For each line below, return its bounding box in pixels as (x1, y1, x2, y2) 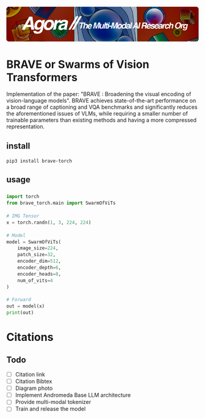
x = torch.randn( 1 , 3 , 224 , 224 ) (6, 219, 92, 226)
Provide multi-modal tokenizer (15, 398, 92, 406)
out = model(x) (6, 303, 45, 309)
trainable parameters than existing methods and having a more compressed (6, 117, 197, 124)
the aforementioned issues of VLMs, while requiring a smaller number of (6, 110, 188, 117)
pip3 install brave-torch (6, 158, 72, 164)
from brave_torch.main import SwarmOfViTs (6, 200, 116, 207)
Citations (6, 331, 54, 344)
